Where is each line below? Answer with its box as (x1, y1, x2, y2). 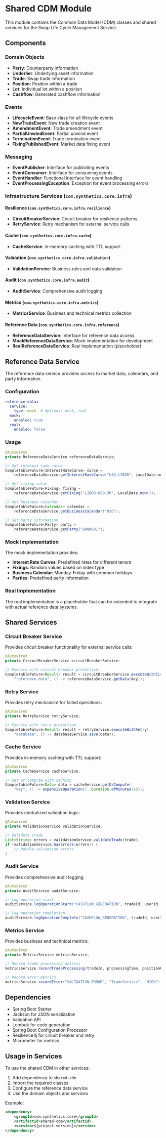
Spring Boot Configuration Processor (12, 1027, 88, 1033)
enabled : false (14, 427, 45, 432)
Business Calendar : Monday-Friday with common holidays (12, 570, 132, 576)
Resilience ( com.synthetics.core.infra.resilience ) (5, 205, 111, 211)
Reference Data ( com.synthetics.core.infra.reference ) (5, 322, 120, 328)
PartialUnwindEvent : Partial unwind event (12, 130, 98, 136)
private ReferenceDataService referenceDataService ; (5, 454, 116, 460)
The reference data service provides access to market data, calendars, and (5, 371, 159, 377)
